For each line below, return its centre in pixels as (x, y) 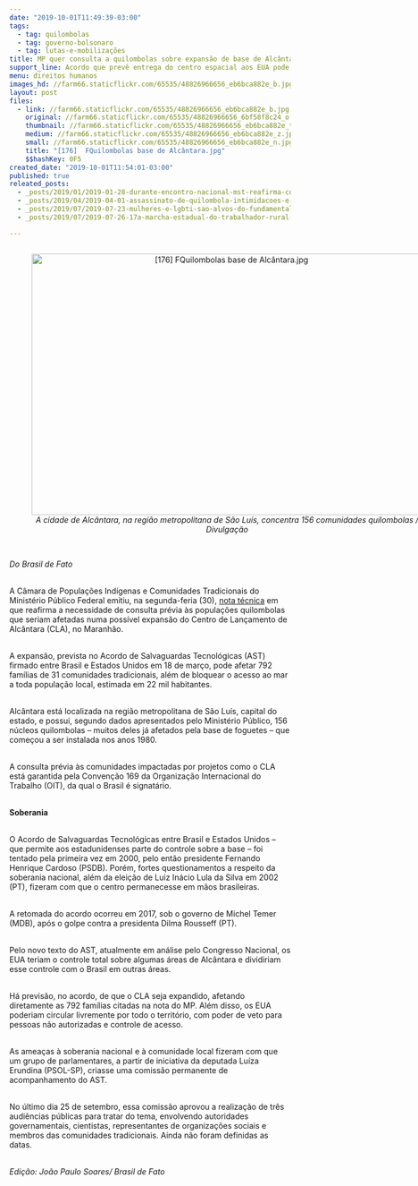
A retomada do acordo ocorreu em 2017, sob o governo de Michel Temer (143, 913)
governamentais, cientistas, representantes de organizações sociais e (138, 1125)
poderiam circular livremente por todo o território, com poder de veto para (146, 1015)
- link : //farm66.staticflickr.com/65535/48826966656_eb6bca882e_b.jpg (154, 109)
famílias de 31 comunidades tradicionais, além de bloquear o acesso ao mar (149, 674)
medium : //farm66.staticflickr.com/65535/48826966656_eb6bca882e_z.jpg (161, 134)
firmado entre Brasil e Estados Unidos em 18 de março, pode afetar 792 (141, 665)
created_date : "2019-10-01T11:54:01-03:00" (92, 167)
